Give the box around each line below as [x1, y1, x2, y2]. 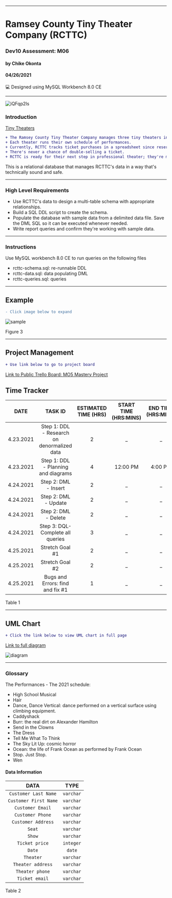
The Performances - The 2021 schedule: [5, 681, 91, 688]
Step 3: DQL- [39, 523, 72, 530]
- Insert [46, 485, 65, 492]
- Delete [45, 514, 66, 521]
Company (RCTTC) [5, 29, 88, 41]
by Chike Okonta [5, 60, 41, 66]
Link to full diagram [5, 642, 46, 648]
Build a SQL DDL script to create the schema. [12, 209, 109, 215]
